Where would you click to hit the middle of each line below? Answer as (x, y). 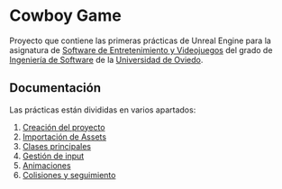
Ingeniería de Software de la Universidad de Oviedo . (106, 59)
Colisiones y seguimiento (69, 175)
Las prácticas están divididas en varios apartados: (103, 110)
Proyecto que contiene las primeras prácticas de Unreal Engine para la (141, 40)
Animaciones (46, 165)
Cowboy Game (65, 16)
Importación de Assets (64, 137)
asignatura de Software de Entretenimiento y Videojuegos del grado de (141, 49)
